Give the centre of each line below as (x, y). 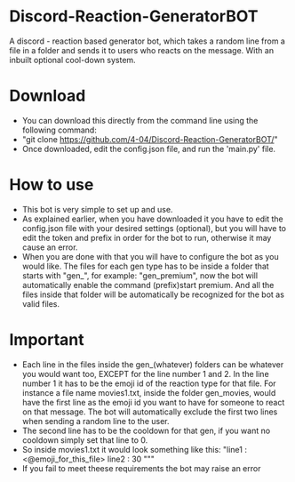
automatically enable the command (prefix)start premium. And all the (148, 285)
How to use (52, 185)
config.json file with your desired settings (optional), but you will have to (154, 228)
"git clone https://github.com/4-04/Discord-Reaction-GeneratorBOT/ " (150, 139)
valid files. (41, 303)
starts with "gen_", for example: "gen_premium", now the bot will (140, 275)
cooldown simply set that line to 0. (85, 440)
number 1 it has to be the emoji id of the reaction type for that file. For (149, 383)
